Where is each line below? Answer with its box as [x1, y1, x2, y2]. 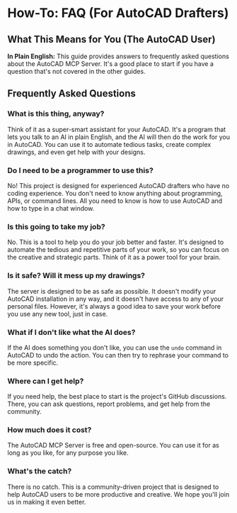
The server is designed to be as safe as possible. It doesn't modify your [7, 287, 216, 295]
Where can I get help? [7, 376, 84, 386]
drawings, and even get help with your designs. [7, 148, 146, 156]
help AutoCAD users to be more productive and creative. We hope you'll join [7, 490, 230, 498]
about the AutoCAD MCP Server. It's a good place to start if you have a [7, 60, 214, 68]
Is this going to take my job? [7, 221, 105, 231]
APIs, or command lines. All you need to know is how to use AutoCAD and [7, 197, 223, 205]
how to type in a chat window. [7, 204, 95, 212]
